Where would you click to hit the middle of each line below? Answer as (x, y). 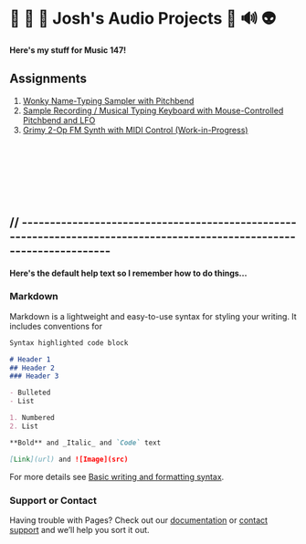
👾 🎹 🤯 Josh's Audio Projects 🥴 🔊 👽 (143, 19)
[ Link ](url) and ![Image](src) (69, 459)
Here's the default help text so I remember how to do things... (128, 273)
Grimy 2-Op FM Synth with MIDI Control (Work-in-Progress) (135, 130)
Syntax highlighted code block (69, 343)
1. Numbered (32, 418)
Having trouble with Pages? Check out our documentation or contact (138, 520)
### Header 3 (34, 376)
